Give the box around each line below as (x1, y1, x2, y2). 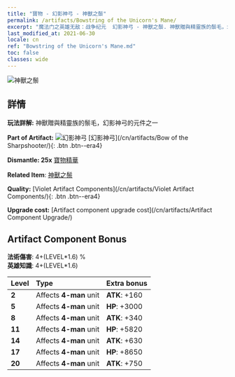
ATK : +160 (106, 290, 143, 300)
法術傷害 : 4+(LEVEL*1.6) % (7, 253, 86, 261)
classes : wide (7, 56, 49, 63)
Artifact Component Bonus (7, 233, 127, 245)
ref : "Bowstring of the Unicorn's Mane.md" (7, 43, 136, 50)
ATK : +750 (106, 359, 143, 369)
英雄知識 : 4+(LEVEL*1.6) (7, 261, 78, 270)
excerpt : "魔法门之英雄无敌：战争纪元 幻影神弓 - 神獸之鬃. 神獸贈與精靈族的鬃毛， (7, 23, 227, 30)
